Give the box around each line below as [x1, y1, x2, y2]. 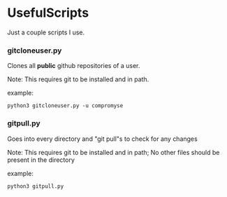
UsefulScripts [7, 5, 89, 21]
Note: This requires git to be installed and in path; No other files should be [7, 148, 220, 156]
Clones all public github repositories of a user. [7, 62, 140, 70]
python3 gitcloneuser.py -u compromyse [7, 102, 124, 109]
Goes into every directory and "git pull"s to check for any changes [7, 135, 198, 143]
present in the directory [7, 156, 75, 164]
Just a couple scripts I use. [7, 28, 85, 36]
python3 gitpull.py [7, 182, 64, 190]
